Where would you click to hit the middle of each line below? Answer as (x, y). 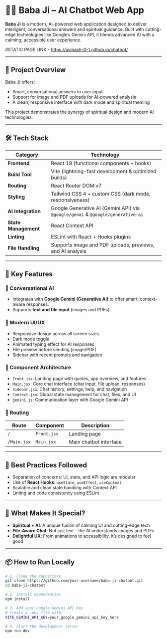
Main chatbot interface (95, 442)
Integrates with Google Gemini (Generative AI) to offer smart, (76, 299)
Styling (16, 197)
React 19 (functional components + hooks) (101, 163)
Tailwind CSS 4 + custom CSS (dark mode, (101, 194)
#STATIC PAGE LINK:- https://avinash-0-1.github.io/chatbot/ (67, 49)
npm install (17, 599)
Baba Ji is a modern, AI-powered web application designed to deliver (76, 24)
